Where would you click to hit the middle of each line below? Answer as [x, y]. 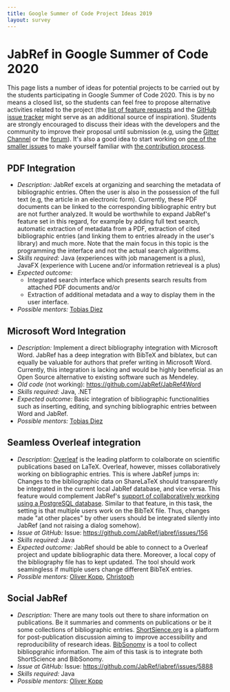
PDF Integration [41, 168]
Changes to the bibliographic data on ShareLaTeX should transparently [117, 481]
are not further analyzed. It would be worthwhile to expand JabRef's [114, 214]
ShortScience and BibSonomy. [60, 659]
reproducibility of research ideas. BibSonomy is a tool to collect [107, 644]
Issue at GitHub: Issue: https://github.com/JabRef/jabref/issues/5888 [115, 666]
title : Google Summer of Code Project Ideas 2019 [80, 13]
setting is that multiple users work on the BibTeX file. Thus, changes [113, 511]
